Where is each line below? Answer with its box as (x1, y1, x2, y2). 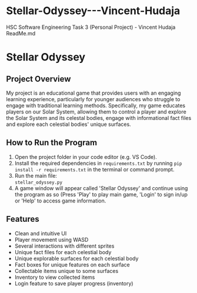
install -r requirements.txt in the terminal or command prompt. (14, 166, 175, 173)
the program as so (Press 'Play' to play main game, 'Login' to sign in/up (14, 191, 188, 198)
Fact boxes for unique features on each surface (14, 261, 131, 268)
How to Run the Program (6, 138, 98, 148)
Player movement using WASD (14, 236, 89, 243)
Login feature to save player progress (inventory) (14, 279, 133, 287)
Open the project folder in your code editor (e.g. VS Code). (14, 153, 157, 160)
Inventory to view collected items (14, 274, 95, 281)
